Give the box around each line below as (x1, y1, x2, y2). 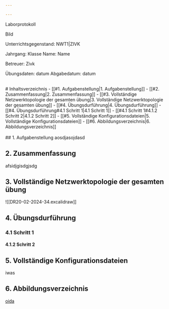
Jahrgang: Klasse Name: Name (5, 50, 70, 57)
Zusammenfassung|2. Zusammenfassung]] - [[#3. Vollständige (5, 91, 137, 97)
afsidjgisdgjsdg (5, 162, 37, 168)
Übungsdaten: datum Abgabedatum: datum (5, 70, 96, 76)
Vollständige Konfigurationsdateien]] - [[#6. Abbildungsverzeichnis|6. (5, 118, 151, 124)
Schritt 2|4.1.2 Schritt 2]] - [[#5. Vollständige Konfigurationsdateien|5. (5, 113, 150, 119)
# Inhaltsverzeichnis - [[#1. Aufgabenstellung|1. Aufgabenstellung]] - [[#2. (5, 86, 160, 92)
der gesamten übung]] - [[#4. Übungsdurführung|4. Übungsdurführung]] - (5, 102, 161, 108)
